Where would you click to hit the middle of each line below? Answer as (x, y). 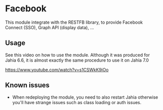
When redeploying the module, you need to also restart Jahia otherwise (85, 97)
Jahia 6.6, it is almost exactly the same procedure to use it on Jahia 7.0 (77, 60)
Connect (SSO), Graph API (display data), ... (50, 27)
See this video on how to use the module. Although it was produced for (78, 55)
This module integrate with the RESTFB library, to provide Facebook (74, 22)
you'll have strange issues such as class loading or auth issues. (77, 102)
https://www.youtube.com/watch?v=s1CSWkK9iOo (57, 70)
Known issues (27, 85)
